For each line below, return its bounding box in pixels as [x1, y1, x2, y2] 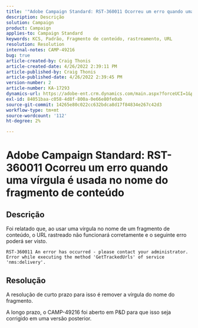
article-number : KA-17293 [6, 85, 70, 91]
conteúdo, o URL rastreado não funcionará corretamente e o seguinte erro [6, 231, 187, 238]
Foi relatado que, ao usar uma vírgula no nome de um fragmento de [6, 225, 170, 233]
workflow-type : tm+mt [6, 107, 60, 113]
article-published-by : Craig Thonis [6, 69, 96, 75]
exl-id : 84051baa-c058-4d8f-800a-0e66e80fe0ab [6, 96, 123, 102]
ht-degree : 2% [6, 118, 41, 124]
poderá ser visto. [6, 238, 48, 245]
